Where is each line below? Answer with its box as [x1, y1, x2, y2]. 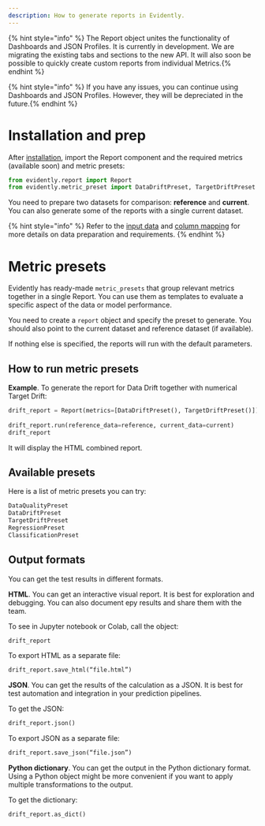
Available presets [8, 465, 96, 479]
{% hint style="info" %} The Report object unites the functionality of [8, 33, 230, 43]
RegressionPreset [8, 524, 65, 532]
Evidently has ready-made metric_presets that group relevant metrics [8, 283, 235, 293]
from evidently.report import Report [8, 176, 132, 184]
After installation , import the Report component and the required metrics [8, 152, 243, 162]
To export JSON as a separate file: [8, 734, 120, 743]
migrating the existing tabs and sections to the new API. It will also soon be [8, 50, 252, 59]
